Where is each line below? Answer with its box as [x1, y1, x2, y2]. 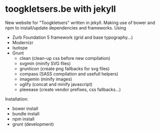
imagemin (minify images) [19, 76, 72, 82]
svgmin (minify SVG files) [19, 60, 71, 66]
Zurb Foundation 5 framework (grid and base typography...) [12, 34, 133, 40]
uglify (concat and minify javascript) [19, 81, 93, 87]
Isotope [12, 45, 28, 51]
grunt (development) [12, 121, 54, 127]
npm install [12, 116, 35, 122]
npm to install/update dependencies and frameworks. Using [5, 25, 126, 30]
